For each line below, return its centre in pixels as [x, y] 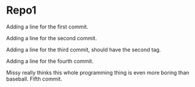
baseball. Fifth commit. [34, 79]
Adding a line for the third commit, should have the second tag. [83, 49]
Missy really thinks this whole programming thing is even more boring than [98, 72]
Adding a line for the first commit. [47, 27]
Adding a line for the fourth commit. [50, 61]
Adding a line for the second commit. [52, 38]
